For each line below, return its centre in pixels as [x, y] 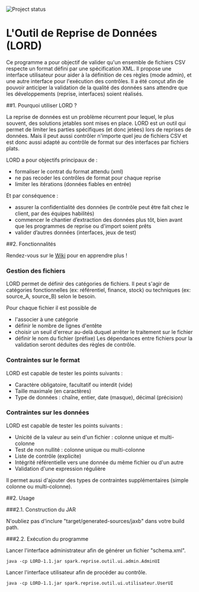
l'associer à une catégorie [46, 319]
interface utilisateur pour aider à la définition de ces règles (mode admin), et [99, 75]
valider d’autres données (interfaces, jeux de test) [75, 232]
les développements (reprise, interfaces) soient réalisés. [75, 94]
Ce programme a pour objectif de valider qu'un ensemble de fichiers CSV [96, 62]
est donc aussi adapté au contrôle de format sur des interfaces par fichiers [97, 142]
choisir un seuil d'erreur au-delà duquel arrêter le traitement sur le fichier [104, 332]
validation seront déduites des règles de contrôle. [75, 345]
